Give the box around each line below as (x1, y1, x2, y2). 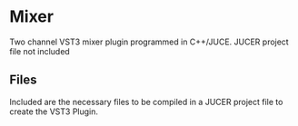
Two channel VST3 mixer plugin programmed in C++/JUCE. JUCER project (9, 36, 289, 47)
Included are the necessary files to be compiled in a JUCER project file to (9, 96, 283, 107)
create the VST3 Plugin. (9, 106, 98, 117)
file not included (9, 45, 70, 56)
